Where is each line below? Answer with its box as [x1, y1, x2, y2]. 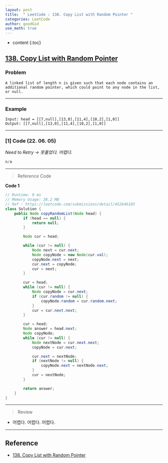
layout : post [5, 7, 32, 12]
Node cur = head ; [23, 234, 59, 239]
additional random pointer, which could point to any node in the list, [5, 84, 160, 90]
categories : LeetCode [5, 16, 50, 21]
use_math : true [5, 26, 37, 31]
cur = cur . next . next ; [31, 308, 77, 313]
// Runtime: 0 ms [5, 192, 41, 197]
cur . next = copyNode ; [31, 261, 77, 266]
